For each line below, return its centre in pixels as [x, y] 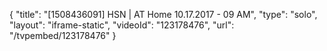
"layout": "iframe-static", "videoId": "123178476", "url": [122, 25]
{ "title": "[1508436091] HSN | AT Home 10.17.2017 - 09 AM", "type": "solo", [163, 14]
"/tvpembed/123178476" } [63, 35]
